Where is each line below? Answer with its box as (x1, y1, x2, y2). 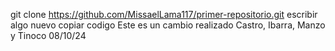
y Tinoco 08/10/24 (10, 30, 87, 41)
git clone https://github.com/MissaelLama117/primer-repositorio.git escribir (10, 9, 318, 20)
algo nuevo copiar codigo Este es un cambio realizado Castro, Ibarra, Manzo (10, 19, 326, 31)
